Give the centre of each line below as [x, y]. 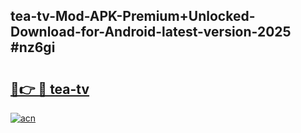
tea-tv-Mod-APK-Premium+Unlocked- [133, 16]
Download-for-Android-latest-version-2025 [151, 32]
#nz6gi [33, 47]
